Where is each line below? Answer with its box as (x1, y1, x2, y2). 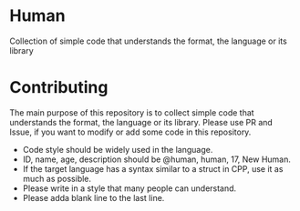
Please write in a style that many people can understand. (22, 183, 237, 194)
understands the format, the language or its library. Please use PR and (9, 116, 274, 127)
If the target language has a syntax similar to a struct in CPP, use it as (22, 163, 284, 174)
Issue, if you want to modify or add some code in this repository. (9, 126, 252, 137)
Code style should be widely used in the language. (22, 144, 213, 155)
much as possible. (22, 173, 92, 184)
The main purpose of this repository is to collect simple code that (9, 106, 254, 118)
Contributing (9, 77, 109, 98)
